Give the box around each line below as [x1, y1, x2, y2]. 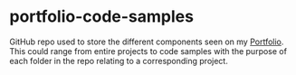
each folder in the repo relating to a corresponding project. [9, 55, 228, 66]
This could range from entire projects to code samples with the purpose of [9, 45, 288, 56]
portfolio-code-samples [9, 6, 195, 27]
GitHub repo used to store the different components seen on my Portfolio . [9, 36, 284, 47]
